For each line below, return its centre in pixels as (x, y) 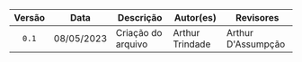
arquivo (132, 44)
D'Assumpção (256, 44)
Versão (30, 18)
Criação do (139, 33)
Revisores (257, 18)
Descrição (140, 18)
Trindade (192, 44)
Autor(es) (195, 18)
